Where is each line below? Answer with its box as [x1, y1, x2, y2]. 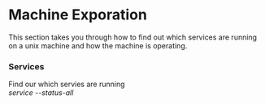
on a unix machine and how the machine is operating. [8, 40, 188, 50]
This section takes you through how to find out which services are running [8, 32, 258, 42]
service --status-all [8, 88, 74, 98]
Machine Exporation [8, 6, 148, 24]
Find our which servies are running [8, 79, 125, 89]
